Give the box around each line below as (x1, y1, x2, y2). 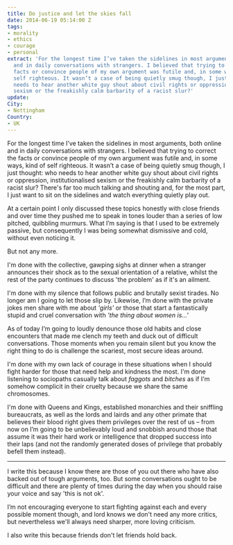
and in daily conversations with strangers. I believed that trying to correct (7, 146, 216, 155)
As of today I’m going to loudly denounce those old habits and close (7, 324, 202, 333)
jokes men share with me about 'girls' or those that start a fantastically (7, 303, 208, 312)
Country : (7, 113, 33, 120)
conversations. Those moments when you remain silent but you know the (7, 339, 216, 347)
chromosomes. (7, 389, 50, 398)
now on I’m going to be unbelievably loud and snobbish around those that (7, 425, 217, 433)
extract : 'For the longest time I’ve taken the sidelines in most (7, 56, 203, 62)
